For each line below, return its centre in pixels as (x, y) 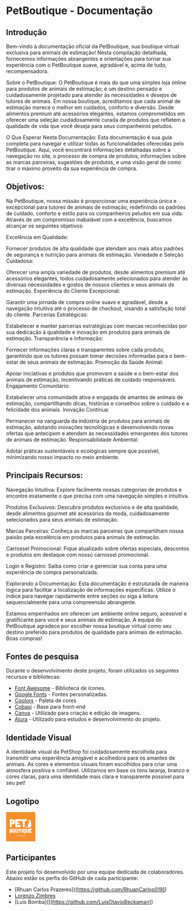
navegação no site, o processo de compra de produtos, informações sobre (96, 156)
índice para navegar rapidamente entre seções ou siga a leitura (82, 596)
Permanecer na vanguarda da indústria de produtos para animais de (88, 421)
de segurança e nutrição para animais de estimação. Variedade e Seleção (95, 254)
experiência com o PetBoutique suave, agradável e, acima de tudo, (86, 65)
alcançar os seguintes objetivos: (45, 226)
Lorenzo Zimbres (35, 895)
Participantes (31, 858)
